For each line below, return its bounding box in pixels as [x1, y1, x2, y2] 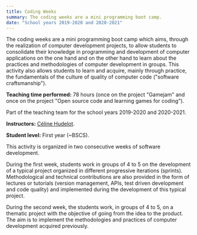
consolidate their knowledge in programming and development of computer [6, 48, 190, 56]
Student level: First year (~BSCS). [6, 132, 90, 139]
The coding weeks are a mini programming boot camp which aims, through [6, 36, 189, 43]
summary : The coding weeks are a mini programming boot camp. [6, 14, 162, 20]
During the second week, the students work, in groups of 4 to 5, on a [6, 204, 173, 211]
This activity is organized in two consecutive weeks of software [6, 143, 161, 151]
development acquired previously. [6, 223, 89, 230]
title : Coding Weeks [6, 8, 57, 15]
